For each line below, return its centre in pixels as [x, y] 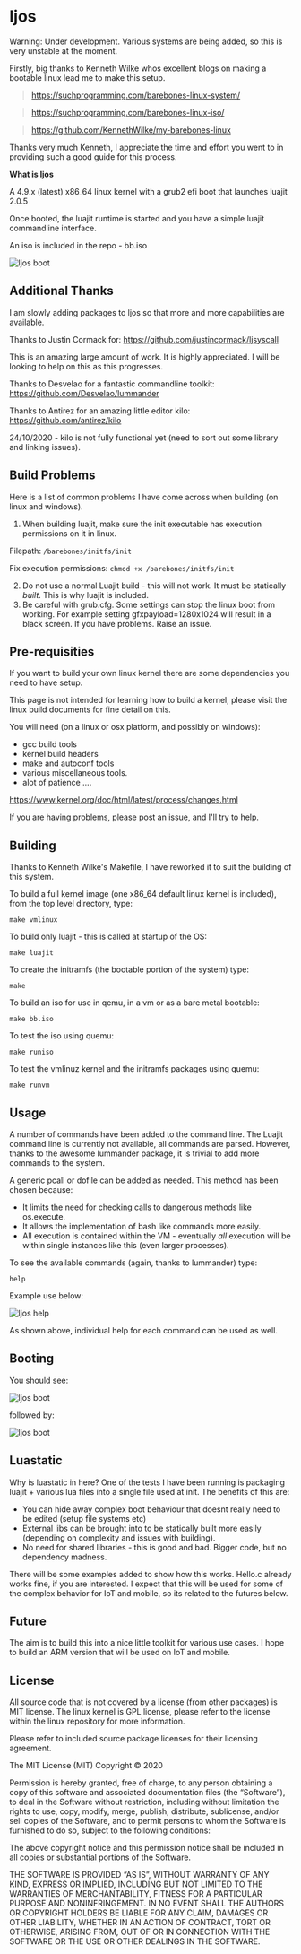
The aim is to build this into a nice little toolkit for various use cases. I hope [147, 1643]
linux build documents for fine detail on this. [90, 709]
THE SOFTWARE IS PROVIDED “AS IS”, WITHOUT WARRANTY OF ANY [139, 1875]
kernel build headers [60, 754]
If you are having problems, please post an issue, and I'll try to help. [134, 817]
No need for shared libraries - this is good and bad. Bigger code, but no [154, 1547]
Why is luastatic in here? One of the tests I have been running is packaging [147, 1482]
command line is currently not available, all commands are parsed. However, [150, 1144]
